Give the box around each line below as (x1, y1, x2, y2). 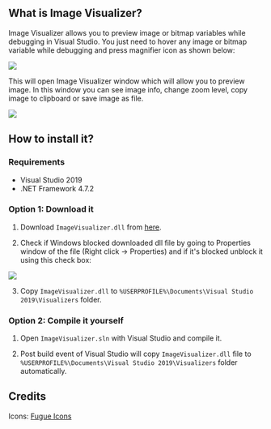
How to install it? (8, 132, 95, 146)
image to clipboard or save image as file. (8, 93, 144, 103)
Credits (8, 389, 47, 404)
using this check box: (19, 255, 91, 264)
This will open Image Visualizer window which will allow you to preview (8, 76, 245, 86)
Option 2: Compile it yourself (8, 315, 124, 326)
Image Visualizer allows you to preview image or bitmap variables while (8, 28, 246, 37)
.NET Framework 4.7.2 (19, 183, 95, 193)
